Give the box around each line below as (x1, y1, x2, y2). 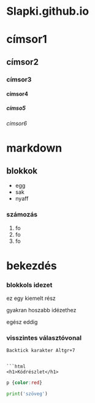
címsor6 (6, 120, 28, 127)
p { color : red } (6, 380, 43, 386)
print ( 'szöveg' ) (6, 391, 48, 397)
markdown (6, 141, 63, 155)
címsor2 (6, 56, 39, 67)
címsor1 (6, 33, 47, 47)
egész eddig (6, 318, 38, 326)
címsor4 (6, 90, 29, 98)
